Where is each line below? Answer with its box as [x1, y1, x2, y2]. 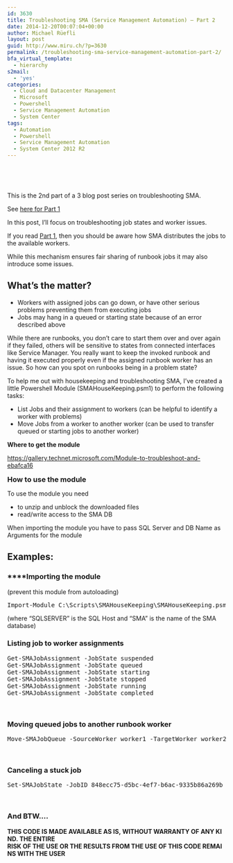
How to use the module [7, 474, 87, 484]
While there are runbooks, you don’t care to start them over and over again [7, 333, 221, 342]
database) [7, 621, 37, 629]
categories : [7, 81, 42, 88]
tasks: [7, 391, 25, 399]
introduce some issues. [7, 260, 74, 268]
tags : [7, 119, 23, 127]
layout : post [7, 36, 45, 43]
